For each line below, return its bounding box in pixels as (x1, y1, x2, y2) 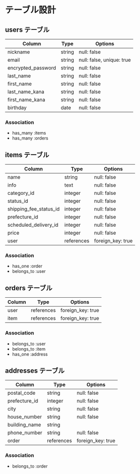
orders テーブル (5, 284, 53, 292)
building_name (7, 422, 41, 428)
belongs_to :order (12, 463, 48, 469)
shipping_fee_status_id (7, 206, 60, 213)
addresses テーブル (5, 366, 65, 375)
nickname (7, 48, 30, 55)
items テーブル (5, 150, 50, 159)
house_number (7, 413, 42, 420)
